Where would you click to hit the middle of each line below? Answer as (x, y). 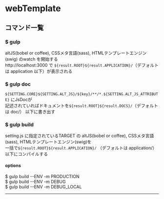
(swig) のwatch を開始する (31, 59)
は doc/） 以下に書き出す (30, 112)
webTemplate (33, 9)
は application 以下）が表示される (39, 71)
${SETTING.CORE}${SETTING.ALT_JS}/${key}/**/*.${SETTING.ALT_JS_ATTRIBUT (82, 94)
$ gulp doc (18, 84)
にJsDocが (21, 100)
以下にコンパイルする (26, 154)
